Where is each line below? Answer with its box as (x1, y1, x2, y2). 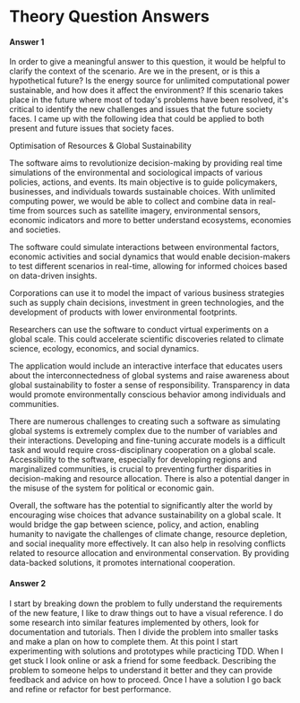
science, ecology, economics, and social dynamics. (9, 343, 200, 354)
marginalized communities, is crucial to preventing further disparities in (9, 464, 271, 474)
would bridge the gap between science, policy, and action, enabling (9, 519, 260, 530)
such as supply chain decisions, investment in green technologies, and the (9, 298, 285, 308)
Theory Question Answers (9, 6, 210, 27)
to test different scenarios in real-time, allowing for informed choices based (9, 261, 288, 272)
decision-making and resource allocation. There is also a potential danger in (9, 473, 290, 484)
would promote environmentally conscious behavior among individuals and (9, 389, 287, 400)
